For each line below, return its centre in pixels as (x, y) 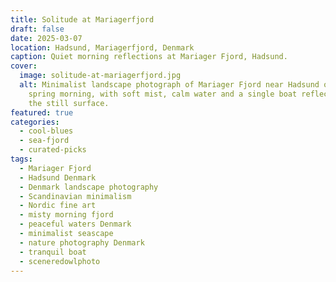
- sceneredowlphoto (60, 261)
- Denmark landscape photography (89, 187)
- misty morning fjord (66, 215)
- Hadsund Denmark (58, 177)
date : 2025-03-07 (46, 38)
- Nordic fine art (58, 206)
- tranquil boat (53, 252)
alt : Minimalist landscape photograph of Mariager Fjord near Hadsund (169, 85)
